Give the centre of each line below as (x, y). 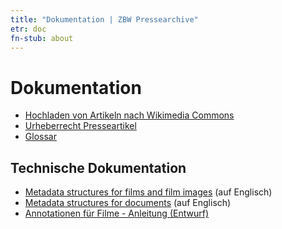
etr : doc (28, 29)
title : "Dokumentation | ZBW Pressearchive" (104, 19)
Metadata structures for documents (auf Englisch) (128, 203)
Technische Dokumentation (98, 167)
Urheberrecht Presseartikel (80, 126)
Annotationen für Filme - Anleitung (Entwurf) (116, 213)
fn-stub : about (42, 38)
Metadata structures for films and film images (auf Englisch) (148, 192)
